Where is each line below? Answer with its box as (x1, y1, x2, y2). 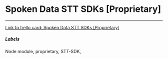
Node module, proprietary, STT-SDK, (5, 48, 81, 54)
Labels (5, 36, 20, 42)
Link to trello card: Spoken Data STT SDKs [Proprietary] (5, 24, 120, 30)
